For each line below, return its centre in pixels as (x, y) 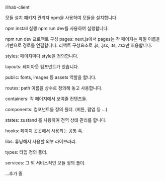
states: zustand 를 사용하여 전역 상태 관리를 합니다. (56, 120)
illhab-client (18, 7)
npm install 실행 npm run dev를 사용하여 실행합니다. (57, 28)
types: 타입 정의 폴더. (26, 152)
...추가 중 (14, 173)
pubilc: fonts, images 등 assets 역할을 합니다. (51, 77)
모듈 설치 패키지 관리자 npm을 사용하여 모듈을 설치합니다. (61, 18)
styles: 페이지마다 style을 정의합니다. (42, 56)
